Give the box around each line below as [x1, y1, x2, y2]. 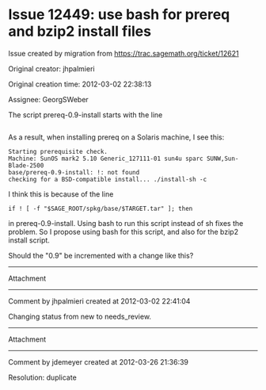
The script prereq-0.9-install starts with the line [8, 109, 163, 120]
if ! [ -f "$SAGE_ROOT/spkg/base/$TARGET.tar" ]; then [8, 205, 193, 212]
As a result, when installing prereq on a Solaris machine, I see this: [8, 132, 225, 142]
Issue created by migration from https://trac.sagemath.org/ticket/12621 [8, 48, 239, 58]
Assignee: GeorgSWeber [8, 94, 89, 104]
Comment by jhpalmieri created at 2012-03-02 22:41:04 [8, 296, 191, 306]
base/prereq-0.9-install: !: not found [8, 168, 140, 176]
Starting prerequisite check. [8, 147, 108, 155]
